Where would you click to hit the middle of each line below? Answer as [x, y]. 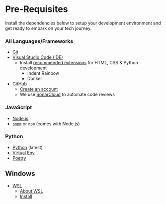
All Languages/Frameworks [39, 41]
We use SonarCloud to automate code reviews [67, 95]
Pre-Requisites [37, 9]
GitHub [20, 84]
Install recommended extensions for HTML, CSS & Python [79, 63]
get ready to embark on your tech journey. [48, 28]
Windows [20, 174]
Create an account [39, 89]
